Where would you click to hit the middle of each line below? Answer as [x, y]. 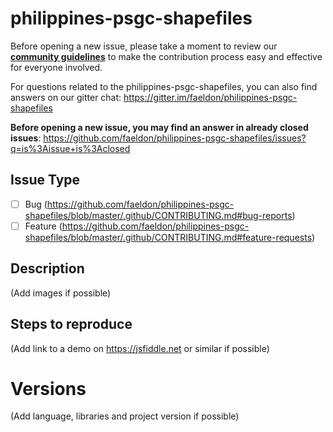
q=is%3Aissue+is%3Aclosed [70, 148]
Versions [48, 388]
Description [47, 268]
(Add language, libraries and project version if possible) [125, 416]
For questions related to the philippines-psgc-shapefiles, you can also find [164, 86]
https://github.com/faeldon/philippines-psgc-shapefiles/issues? [175, 138]
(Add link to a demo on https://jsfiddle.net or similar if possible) [140, 348]
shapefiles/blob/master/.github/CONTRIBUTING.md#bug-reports [158, 215]
